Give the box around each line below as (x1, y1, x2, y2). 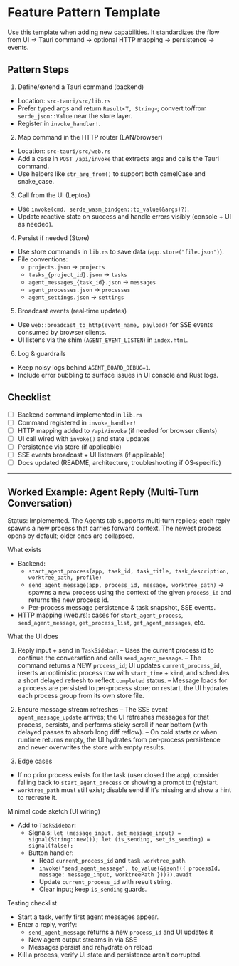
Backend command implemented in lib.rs (17, 410, 142, 419)
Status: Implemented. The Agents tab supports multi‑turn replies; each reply (7, 516, 230, 524)
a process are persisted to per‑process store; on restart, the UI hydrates (17, 683, 229, 692)
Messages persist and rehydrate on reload (28, 942, 153, 951)
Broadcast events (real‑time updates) (17, 306, 127, 315)
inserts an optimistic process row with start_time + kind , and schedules (17, 668, 230, 677)
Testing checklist (7, 898, 58, 907)
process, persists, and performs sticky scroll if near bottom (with (17, 720, 208, 729)
